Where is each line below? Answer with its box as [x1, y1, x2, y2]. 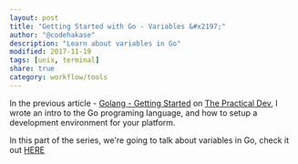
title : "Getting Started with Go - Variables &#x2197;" [9, 22, 226, 31]
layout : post [9, 13, 59, 23]
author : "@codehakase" [9, 30, 96, 39]
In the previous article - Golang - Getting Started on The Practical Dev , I [9, 97, 278, 108]
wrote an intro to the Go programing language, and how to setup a [9, 107, 258, 118]
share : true [9, 65, 55, 74]
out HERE [9, 144, 46, 155]
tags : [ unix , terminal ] [9, 56, 100, 65]
